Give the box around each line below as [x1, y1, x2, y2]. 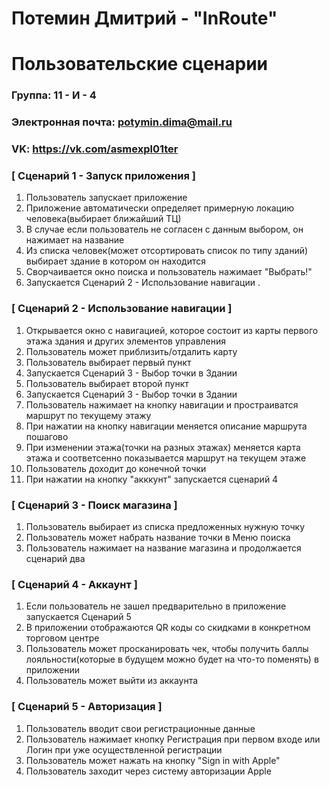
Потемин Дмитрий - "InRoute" [11, 7, 278, 30]
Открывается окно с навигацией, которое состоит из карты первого [25, 324, 319, 336]
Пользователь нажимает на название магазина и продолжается [25, 542, 302, 554]
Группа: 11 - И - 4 [11, 88, 97, 102]
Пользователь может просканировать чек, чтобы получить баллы [25, 643, 309, 655]
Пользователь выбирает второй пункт [25, 377, 189, 389]
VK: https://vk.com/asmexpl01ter [11, 142, 179, 156]
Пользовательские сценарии [11, 53, 268, 76]
